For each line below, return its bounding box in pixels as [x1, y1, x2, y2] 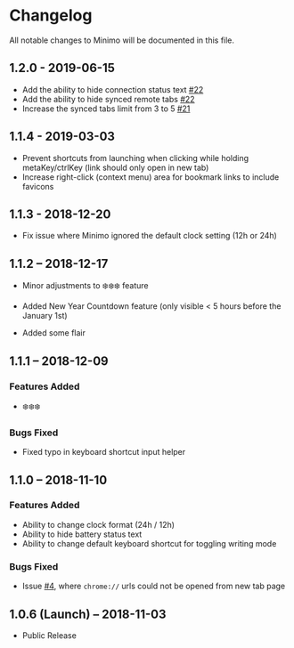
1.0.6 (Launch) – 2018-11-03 [9, 606, 167, 621]
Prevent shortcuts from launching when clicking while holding [21, 152, 249, 163]
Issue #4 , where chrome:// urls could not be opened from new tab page [21, 580, 286, 592]
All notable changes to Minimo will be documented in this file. [9, 35, 234, 45]
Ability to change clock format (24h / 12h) [21, 519, 176, 530]
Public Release [21, 629, 78, 641]
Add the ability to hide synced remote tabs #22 [21, 93, 195, 104]
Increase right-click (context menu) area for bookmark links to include [21, 171, 280, 182]
